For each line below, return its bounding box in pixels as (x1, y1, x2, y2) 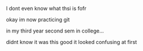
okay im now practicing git (6, 16, 70, 23)
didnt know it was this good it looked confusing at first (6, 39, 137, 45)
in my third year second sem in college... (6, 27, 104, 34)
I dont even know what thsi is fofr (6, 5, 87, 12)
